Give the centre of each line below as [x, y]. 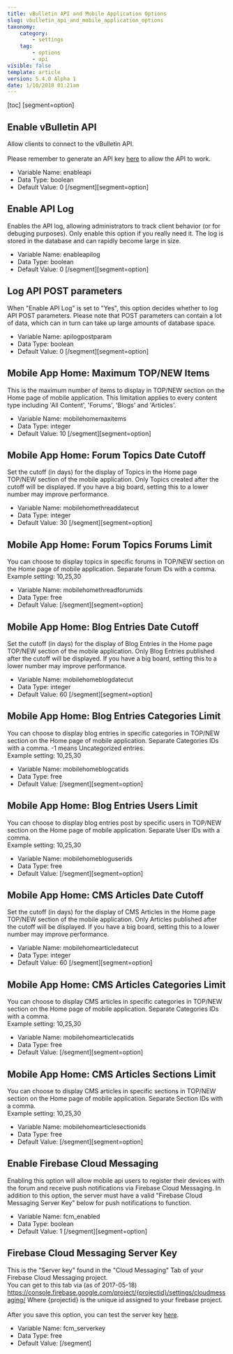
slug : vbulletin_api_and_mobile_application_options [85, 20]
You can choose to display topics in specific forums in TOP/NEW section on [116, 562]
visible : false [29, 66]
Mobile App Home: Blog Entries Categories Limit [114, 716]
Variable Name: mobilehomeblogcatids [73, 769]
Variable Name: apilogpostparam [65, 336]
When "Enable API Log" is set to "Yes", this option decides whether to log [113, 308]
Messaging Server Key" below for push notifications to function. [99, 1202]
